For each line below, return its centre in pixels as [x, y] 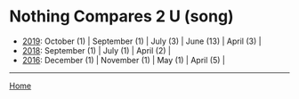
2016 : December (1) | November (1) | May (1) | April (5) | [123, 60]
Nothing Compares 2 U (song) [121, 16]
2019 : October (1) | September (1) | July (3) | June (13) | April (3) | [141, 41]
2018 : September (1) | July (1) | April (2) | [97, 50]
